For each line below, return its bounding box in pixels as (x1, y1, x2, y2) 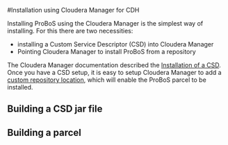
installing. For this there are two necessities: (7, 27, 133, 35)
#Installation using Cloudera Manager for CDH (7, 6, 140, 14)
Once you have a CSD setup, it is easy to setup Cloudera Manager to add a (7, 69, 222, 76)
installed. (7, 83, 33, 91)
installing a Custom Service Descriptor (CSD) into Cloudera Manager (17, 40, 214, 48)
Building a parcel (7, 126, 81, 138)
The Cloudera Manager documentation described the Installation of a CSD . (7, 61, 221, 69)
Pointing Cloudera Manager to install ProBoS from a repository (17, 48, 196, 56)
